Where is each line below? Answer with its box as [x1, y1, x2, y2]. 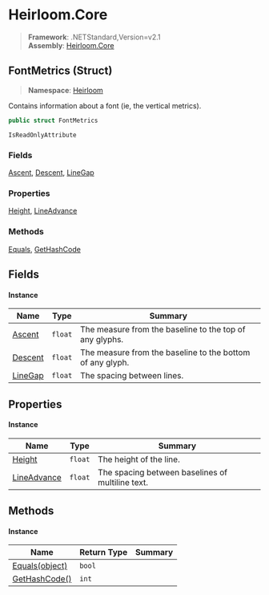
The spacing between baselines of [97, 467, 228, 478]
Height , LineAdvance [8, 206, 78, 216]
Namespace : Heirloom [27, 85, 104, 95]
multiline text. [97, 476, 148, 487]
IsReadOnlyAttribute [8, 131, 78, 139]
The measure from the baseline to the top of [79, 324, 246, 335]
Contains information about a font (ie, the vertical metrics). [8, 100, 202, 110]
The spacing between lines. [79, 370, 184, 381]
